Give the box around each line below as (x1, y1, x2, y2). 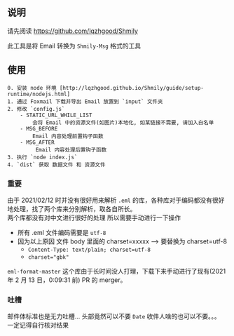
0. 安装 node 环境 (7, 84, 57, 91)
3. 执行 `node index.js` (7, 154, 78, 161)
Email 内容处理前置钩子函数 (32, 133, 104, 140)
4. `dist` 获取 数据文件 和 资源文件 (7, 161, 106, 168)
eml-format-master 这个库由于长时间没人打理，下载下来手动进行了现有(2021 (7, 267, 226, 275)
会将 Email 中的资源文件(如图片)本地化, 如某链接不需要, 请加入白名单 (32, 119, 214, 126)
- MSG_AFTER (20, 139, 55, 146)
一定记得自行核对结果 (7, 321, 69, 330)
